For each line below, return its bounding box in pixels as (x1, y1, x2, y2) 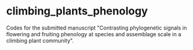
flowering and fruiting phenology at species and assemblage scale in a (6, 30, 182, 37)
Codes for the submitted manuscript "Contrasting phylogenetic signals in (6, 24, 188, 31)
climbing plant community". (6, 37, 74, 44)
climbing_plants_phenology (6, 4, 149, 18)
